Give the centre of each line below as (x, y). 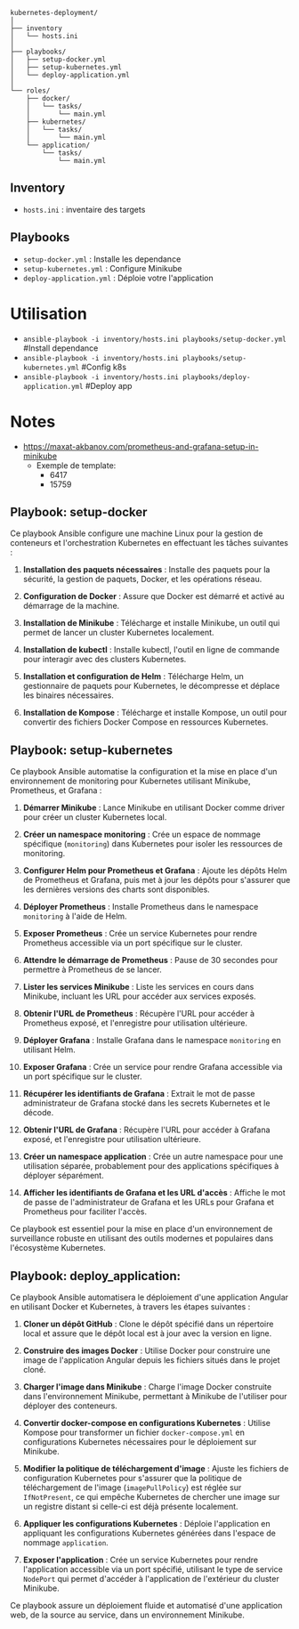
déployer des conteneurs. (70, 1406)
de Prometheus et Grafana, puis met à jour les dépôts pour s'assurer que (157, 880)
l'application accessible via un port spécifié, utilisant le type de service (153, 1569)
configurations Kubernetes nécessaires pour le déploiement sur (140, 1441)
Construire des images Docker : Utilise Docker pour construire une (146, 1350)
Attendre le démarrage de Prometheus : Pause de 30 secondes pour (150, 960)
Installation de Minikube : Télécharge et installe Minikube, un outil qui (151, 623)
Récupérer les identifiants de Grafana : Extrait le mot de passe (139, 1094)
